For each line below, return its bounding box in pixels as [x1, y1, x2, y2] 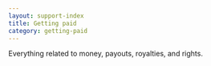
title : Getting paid [8, 19, 78, 27]
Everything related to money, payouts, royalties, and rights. [8, 49, 203, 59]
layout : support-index [8, 11, 84, 20]
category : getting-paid [8, 27, 88, 35]
